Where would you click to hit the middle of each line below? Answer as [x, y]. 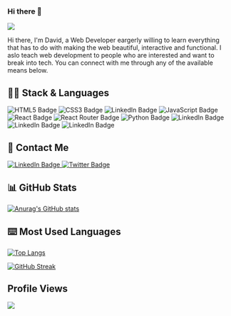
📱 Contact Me [38, 148]
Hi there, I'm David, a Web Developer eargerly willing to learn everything [113, 40]
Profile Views [38, 289]
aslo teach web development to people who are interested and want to [111, 56]
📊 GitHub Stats [42, 188]
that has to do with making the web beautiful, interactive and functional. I [114, 48]
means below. [28, 70]
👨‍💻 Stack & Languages [58, 93]
